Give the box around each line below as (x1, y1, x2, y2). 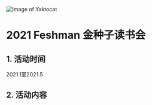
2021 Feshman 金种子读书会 (6, 29, 146, 42)
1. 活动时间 (6, 54, 46, 64)
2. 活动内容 (6, 90, 47, 100)
